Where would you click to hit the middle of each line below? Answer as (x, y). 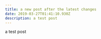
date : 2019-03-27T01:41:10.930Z (38, 14)
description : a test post (31, 18)
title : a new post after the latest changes (51, 9)
